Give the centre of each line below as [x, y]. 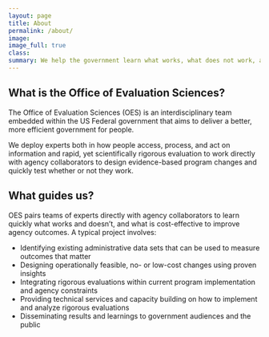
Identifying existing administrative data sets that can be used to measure [140, 248]
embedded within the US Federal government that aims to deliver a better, [130, 120]
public [30, 324]
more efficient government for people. [71, 129]
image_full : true [37, 46]
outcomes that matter [55, 256]
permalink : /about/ [41, 30]
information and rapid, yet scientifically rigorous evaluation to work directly [132, 153]
